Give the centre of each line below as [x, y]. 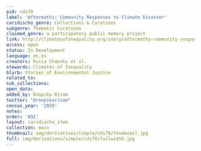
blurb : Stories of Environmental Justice [59, 73]
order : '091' [22, 117]
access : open [22, 45]
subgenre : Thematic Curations [44, 28]
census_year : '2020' [32, 106]
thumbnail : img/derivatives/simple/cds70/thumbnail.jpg [77, 133]
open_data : [20, 89]
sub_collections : [28, 84]
